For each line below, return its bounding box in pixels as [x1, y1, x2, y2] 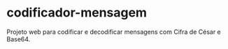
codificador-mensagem [6, 5, 148, 21]
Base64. [6, 35, 31, 43]
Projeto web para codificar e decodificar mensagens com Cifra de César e [6, 28, 221, 36]
